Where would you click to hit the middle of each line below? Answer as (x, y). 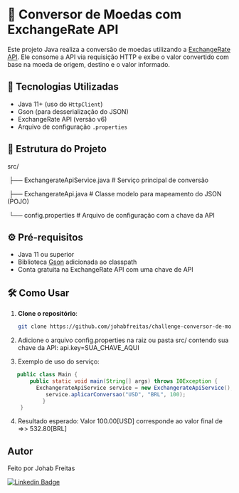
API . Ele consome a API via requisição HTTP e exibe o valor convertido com (118, 57)
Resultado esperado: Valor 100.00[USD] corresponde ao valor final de (120, 421)
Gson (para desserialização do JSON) (73, 111)
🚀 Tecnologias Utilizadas (63, 87)
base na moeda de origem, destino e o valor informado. (89, 64)
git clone (32, 327)
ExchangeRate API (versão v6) (62, 119)
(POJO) (18, 201)
